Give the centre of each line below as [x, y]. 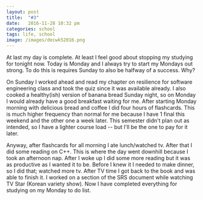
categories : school [31, 29]
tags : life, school [31, 35]
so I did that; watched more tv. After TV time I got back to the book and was [101, 171]
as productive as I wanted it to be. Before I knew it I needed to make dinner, [101, 165]
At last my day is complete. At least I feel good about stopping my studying [100, 57]
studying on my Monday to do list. [49, 190]
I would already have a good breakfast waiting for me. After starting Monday [101, 101]
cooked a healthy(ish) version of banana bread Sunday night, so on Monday [101, 95]
